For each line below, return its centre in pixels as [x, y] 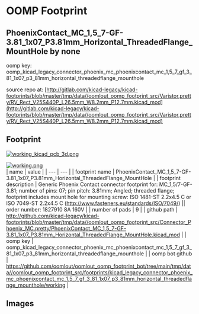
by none [65, 51]
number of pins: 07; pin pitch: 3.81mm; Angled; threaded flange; [97, 190]
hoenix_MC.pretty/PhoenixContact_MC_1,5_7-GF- [66, 228]
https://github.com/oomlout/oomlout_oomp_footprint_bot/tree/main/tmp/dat [99, 266]
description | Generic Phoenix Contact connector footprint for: [82, 184]
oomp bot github [172, 254]
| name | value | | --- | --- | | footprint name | [60, 172]
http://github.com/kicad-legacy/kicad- [53, 216]
